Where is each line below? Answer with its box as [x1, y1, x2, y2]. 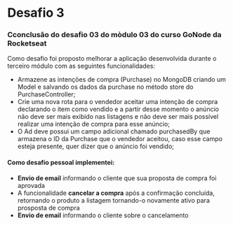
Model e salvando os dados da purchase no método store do [17, 82, 194, 92]
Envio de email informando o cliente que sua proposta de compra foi [17, 173, 217, 182]
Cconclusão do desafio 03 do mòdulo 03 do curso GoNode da [7, 30, 222, 40]
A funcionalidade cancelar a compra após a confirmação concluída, [17, 189, 215, 197]
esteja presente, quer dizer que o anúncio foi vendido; [17, 142, 174, 151]
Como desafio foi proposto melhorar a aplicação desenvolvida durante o [7, 55, 217, 63]
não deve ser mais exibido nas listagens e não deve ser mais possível [17, 112, 219, 121]
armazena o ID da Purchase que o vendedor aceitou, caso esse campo [17, 135, 223, 143]
